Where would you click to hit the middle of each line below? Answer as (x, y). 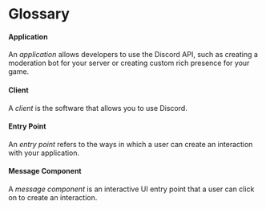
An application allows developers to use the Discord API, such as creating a (133, 55)
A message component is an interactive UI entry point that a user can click (131, 189)
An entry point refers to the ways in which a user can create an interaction (131, 144)
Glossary (39, 14)
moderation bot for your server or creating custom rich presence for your (129, 63)
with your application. (44, 153)
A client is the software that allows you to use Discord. (98, 108)
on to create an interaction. (53, 197)
